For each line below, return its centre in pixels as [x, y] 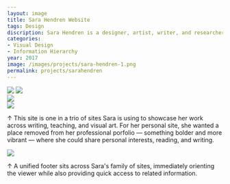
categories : [24, 39]
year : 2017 [23, 58]
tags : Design [26, 26]
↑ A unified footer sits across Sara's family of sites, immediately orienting [111, 166]
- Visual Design [30, 45]
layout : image [27, 13]
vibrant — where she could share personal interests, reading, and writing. [111, 140]
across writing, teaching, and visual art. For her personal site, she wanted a [113, 125]
